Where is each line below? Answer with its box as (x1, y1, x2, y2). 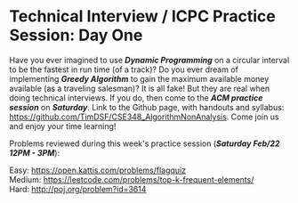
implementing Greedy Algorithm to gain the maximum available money (9, 73, 270, 84)
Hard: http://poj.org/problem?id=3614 (9, 183, 147, 194)
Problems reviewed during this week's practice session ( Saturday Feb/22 (9, 138, 280, 149)
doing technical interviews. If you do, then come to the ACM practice (9, 92, 263, 103)
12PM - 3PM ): (9, 147, 60, 158)
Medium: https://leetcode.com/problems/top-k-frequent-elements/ (9, 174, 254, 184)
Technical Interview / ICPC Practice (9, 6, 276, 27)
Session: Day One (9, 25, 143, 45)
